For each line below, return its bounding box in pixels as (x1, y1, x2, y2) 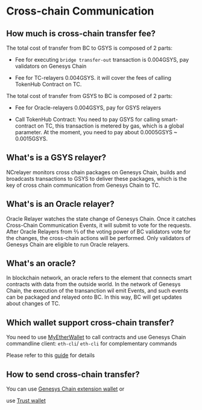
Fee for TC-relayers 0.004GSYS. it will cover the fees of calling (14, 74, 172, 81)
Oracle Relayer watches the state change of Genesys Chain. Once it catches (6, 215, 196, 222)
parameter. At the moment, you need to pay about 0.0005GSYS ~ (14, 129, 178, 135)
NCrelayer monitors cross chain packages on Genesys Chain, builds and (6, 168, 186, 176)
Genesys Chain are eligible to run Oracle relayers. (6, 241, 130, 248)
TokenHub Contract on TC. (14, 80, 82, 88)
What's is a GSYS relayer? (6, 152, 107, 163)
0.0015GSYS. (14, 135, 48, 142)
